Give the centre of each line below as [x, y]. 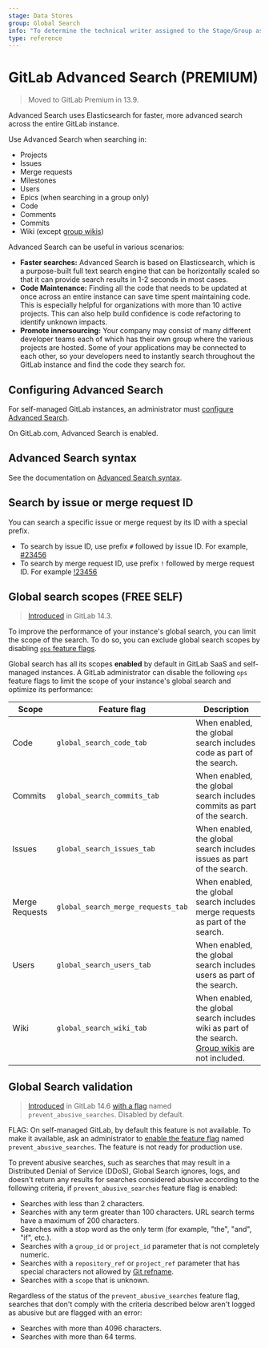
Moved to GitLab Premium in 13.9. [83, 100]
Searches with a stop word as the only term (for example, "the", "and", [136, 1229]
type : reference [35, 38]
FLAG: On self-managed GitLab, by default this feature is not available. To [129, 1130]
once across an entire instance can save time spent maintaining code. [135, 296]
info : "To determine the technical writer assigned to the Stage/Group [130, 30]
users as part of [225, 976]
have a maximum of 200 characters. [80, 1221]
